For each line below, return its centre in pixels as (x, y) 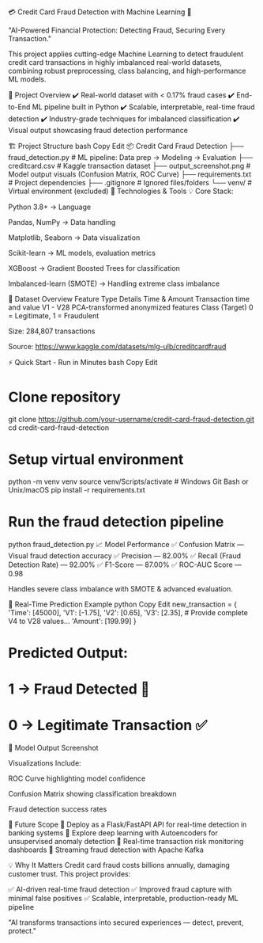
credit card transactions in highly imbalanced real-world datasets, (115, 62)
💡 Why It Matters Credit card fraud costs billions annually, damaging (119, 865)
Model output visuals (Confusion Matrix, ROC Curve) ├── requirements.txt (130, 174)
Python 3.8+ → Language (50, 207)
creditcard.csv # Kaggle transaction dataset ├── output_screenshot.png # (130, 166)
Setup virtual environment (96, 460)
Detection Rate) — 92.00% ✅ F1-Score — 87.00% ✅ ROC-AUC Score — (125, 565)
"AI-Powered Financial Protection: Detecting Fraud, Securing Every (117, 30)
